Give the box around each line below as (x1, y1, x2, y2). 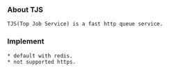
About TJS (7, 5, 44, 15)
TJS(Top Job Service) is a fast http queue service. (7, 21, 163, 28)
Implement (7, 37, 45, 46)
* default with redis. (7, 52, 73, 60)
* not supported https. (7, 58, 77, 65)
